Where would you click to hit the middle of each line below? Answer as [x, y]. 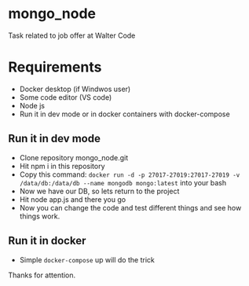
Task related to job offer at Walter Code [72, 35]
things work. [40, 216]
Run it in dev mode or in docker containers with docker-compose [124, 114]
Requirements [55, 67]
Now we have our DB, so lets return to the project [99, 191]
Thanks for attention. [42, 275]
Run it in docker [47, 241]
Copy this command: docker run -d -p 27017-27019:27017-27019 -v [130, 174]
